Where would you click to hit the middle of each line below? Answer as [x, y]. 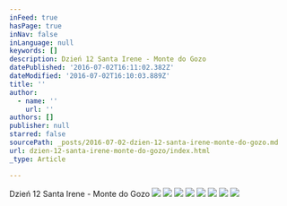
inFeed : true [34, 17]
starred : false [38, 134]
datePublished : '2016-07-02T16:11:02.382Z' [92, 68]
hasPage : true [36, 26]
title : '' [28, 84]
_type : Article [38, 159]
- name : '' [38, 101]
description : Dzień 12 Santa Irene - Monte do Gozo [108, 59]
